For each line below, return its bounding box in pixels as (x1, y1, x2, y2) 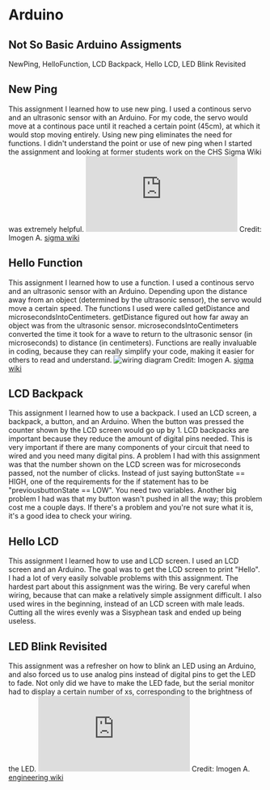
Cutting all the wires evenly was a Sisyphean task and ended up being (8, 607, 242, 617)
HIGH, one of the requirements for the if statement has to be (8, 477, 209, 486)
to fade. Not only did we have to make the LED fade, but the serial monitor (8, 679, 255, 688)
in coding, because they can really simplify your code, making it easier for (8, 346, 255, 356)
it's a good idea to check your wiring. (8, 511, 133, 521)
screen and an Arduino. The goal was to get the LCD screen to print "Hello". (8, 565, 260, 574)
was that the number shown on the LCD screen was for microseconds (8, 460, 241, 469)
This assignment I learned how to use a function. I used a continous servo (8, 277, 255, 288)
